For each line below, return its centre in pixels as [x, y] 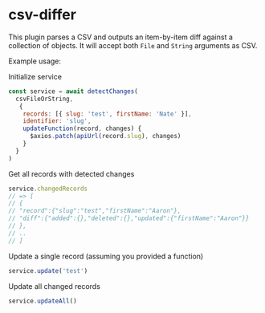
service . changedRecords [48, 189]
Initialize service [35, 76]
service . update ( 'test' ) [48, 270]
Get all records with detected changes [71, 173]
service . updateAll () [43, 301]
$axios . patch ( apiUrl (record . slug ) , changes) [105, 136]
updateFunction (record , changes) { [82, 129]
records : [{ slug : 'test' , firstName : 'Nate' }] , [108, 114]
